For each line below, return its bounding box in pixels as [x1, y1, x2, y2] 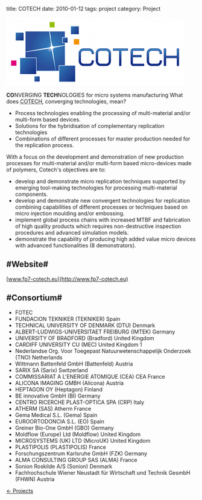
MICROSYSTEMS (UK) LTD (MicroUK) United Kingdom [14, 437, 151, 444]
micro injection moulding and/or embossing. [14, 210, 125, 217]
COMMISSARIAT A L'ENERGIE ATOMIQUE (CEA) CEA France [14, 373, 165, 380]
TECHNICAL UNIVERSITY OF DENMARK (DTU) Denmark [14, 321, 156, 329]
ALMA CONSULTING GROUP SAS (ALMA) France [14, 456, 137, 463]
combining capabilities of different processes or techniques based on [14, 203, 188, 210]
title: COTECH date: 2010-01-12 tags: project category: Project [6, 5, 161, 12]
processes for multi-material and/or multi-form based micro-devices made [6, 160, 192, 166]
